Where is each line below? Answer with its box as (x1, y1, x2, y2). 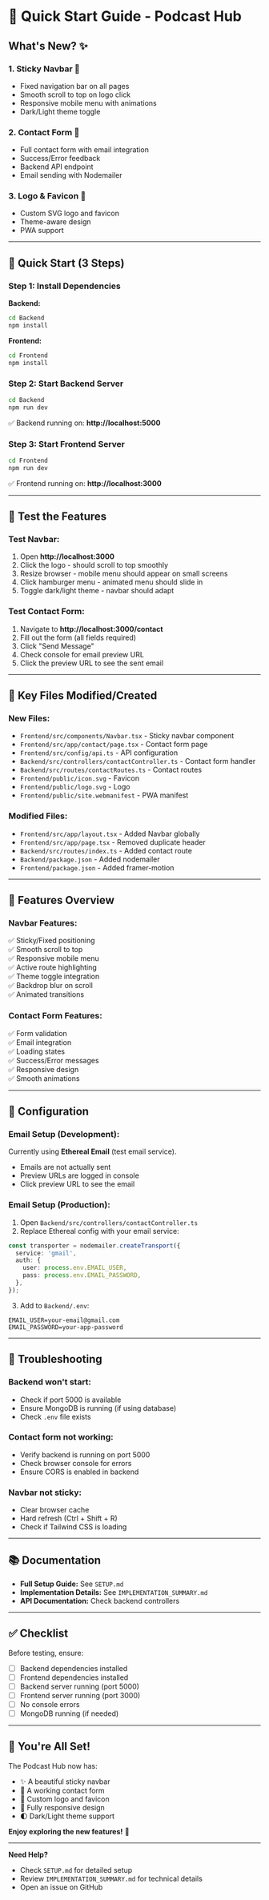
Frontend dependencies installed (19, 1673, 129, 1682)
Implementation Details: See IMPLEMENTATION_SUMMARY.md (19, 1587, 208, 1597)
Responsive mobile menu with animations (19, 98, 158, 107)
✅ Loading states (8, 1046, 66, 1056)
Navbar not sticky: (8, 1487, 82, 1498)
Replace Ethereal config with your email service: (19, 1226, 180, 1235)
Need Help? (8, 1850, 48, 1859)
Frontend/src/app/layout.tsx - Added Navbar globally (19, 829, 200, 838)
